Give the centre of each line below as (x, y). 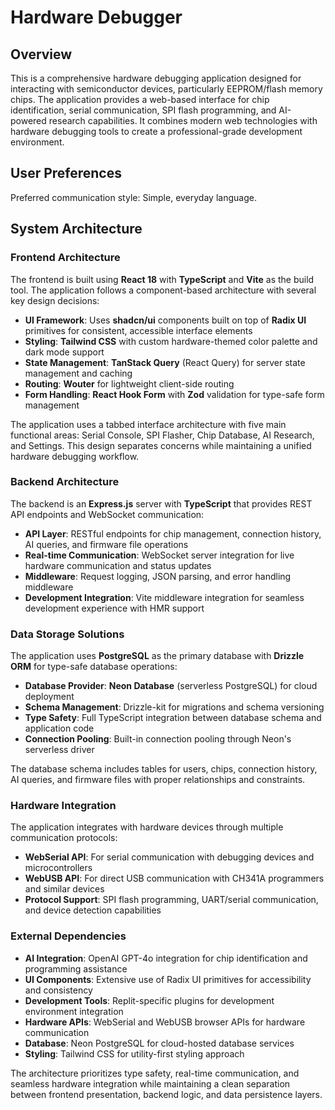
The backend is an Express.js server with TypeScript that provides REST (161, 503)
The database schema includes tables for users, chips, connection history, (164, 769)
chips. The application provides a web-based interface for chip (140, 99)
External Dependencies (68, 936)
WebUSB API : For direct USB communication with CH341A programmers (174, 878)
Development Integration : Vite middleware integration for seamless (164, 597)
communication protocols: (64, 838)
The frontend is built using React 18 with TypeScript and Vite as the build (162, 279)
